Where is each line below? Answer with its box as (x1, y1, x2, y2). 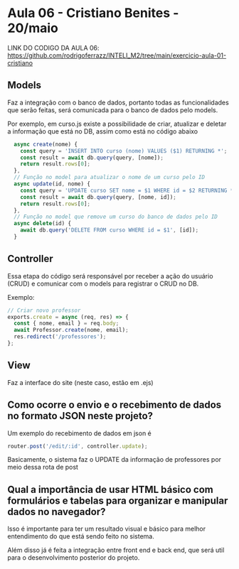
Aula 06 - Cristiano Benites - (7, 5, 179, 21)
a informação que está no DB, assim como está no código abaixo (7, 126, 198, 136)
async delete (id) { (14, 220, 72, 227)
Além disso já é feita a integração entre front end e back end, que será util (7, 546, 225, 555)
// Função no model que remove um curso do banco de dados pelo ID (14, 213, 218, 221)
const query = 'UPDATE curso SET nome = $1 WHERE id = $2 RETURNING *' (20, 187, 237, 194)
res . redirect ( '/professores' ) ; (14, 333, 107, 340)
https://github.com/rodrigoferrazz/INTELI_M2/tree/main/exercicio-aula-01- (7, 51, 226, 60)
